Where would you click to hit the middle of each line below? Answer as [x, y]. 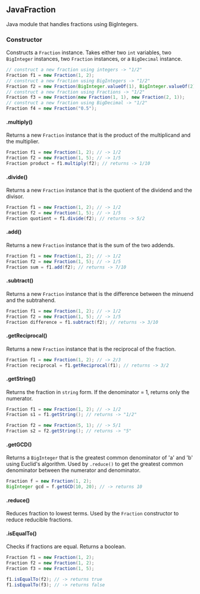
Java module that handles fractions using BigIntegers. [72, 24]
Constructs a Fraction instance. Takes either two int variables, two [89, 52]
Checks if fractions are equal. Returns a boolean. [66, 546]
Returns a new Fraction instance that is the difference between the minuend [100, 293]
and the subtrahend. [31, 300]
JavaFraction [31, 10]
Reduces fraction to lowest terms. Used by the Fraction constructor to [93, 514]
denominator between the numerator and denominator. [74, 470]
